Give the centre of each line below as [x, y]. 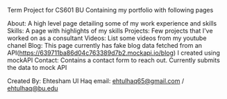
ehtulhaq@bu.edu [33, 88]
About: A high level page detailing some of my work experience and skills [112, 23]
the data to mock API [37, 67]
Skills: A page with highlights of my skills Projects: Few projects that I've [110, 31]
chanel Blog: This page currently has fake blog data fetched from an [105, 45]
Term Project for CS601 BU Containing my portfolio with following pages [110, 10]
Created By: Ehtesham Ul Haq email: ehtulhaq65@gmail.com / [96, 81]
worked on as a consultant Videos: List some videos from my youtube [107, 38]
